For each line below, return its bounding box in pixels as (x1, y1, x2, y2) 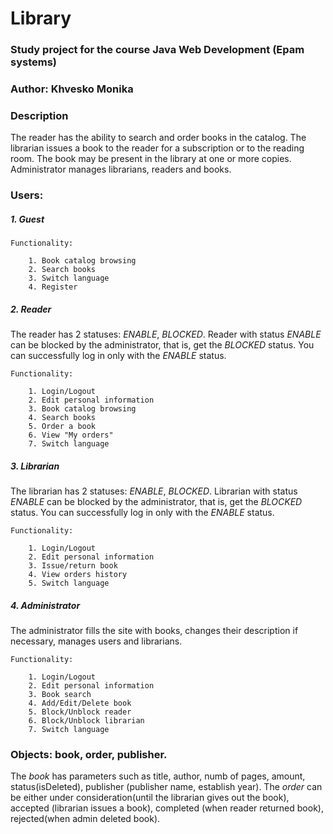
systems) (10, 55, 58, 69)
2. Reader (10, 303, 52, 315)
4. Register (28, 282, 78, 292)
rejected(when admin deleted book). (10, 813, 161, 825)
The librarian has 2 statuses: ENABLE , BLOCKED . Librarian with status (10, 485, 298, 497)
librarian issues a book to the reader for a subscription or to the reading (10, 142, 305, 154)
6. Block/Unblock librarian (28, 716, 145, 726)
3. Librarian (10, 460, 60, 472)
